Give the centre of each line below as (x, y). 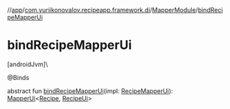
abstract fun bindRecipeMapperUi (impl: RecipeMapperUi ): (90, 91)
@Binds (18, 77)
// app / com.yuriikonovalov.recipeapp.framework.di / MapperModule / (103, 10)
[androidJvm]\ (28, 64)
